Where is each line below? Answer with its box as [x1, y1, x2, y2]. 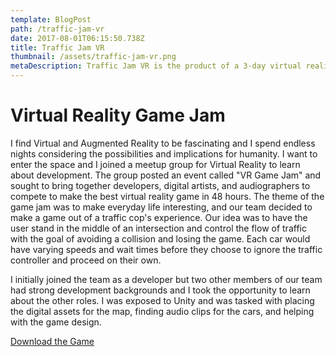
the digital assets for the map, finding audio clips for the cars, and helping [10, 305, 315, 317]
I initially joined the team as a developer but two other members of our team [10, 273, 323, 285]
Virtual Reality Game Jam [10, 104, 226, 127]
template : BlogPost [10, 14, 92, 25]
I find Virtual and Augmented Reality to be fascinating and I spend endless [10, 137, 316, 149]
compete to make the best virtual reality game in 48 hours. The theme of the [10, 190, 325, 202]
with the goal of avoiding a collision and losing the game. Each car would [10, 232, 311, 245]
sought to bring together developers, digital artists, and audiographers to [10, 179, 311, 191]
